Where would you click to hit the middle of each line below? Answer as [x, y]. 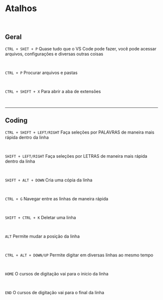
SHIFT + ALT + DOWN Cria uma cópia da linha [49, 180]
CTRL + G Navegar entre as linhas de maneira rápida [57, 198]
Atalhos [21, 8]
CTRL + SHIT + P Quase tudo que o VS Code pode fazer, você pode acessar [81, 48]
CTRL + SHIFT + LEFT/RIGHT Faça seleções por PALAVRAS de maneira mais [80, 132]
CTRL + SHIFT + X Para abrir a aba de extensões [53, 91]
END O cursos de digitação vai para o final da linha [55, 292]
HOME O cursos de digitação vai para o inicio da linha [57, 273]
